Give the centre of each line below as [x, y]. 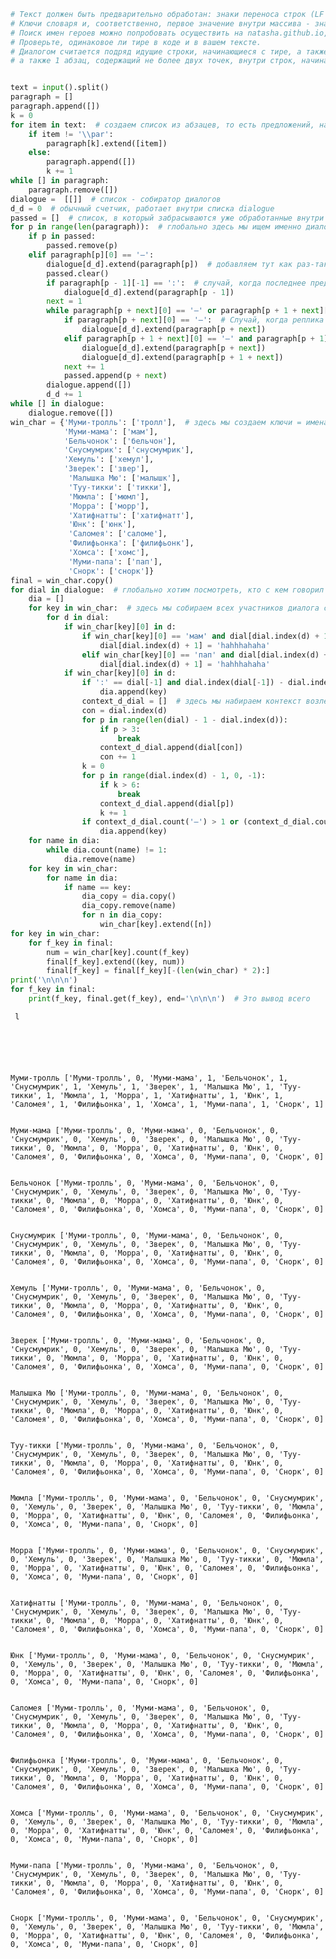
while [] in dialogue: [57, 404]
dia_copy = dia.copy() [129, 896]
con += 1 [118, 757]
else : [40, 153]
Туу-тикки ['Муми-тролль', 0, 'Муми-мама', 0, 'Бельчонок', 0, [145, 1445]
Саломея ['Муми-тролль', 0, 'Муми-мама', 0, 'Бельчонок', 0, [140, 1708]
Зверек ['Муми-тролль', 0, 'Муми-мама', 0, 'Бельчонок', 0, [138, 1340]
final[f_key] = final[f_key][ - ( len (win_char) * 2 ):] [158, 971]
